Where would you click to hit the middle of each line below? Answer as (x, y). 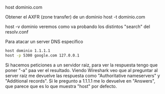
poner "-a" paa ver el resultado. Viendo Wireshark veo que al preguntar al (81, 70)
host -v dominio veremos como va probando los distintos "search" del (78, 26)
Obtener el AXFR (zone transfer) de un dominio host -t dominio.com (75, 17)
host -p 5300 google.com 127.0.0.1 (42, 55)
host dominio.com (24, 7)
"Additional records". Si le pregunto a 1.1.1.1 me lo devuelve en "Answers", (80, 81)
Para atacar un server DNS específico (44, 41)
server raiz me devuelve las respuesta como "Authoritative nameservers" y (83, 75)
